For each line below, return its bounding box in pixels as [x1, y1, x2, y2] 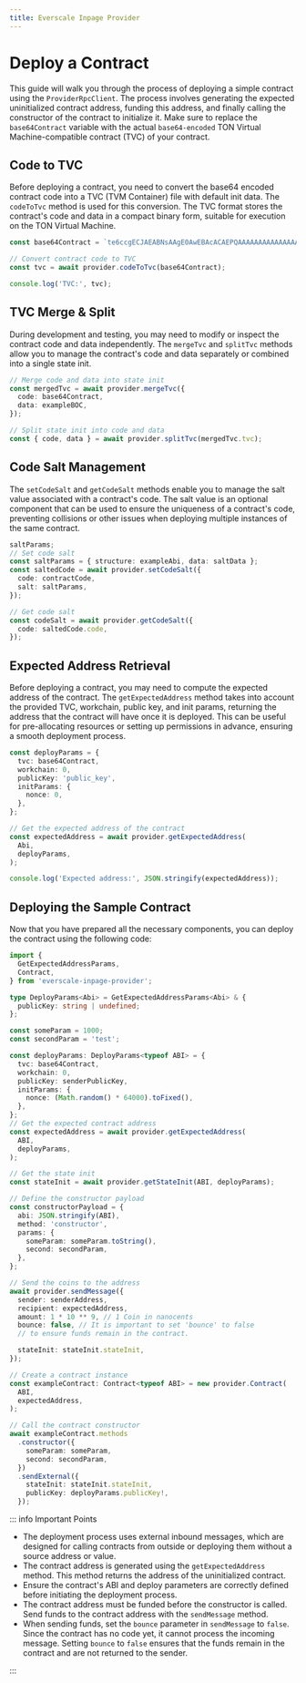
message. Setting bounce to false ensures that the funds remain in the [22, 1637, 285, 1648]
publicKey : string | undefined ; [17, 1001, 141, 1011]
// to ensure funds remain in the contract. [17, 1329, 189, 1339]
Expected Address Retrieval [9, 658, 171, 673]
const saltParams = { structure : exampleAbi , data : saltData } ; [9, 557, 259, 566]
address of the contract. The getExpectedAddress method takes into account [9, 692, 294, 703]
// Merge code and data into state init [9, 375, 166, 385]
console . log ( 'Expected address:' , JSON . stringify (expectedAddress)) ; [9, 874, 280, 884]
